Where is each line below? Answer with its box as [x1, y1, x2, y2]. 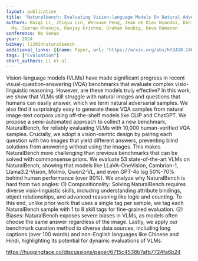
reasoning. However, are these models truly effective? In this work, [29, 87, 192, 94]
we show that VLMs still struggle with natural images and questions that [6, 92, 181, 100]
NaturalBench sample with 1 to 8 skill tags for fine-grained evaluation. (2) [6, 206, 183, 213]
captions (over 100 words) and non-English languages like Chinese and [6, 230, 179, 237]
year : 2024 [6, 36, 33, 42]
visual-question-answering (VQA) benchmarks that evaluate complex [6, 80, 174, 87]
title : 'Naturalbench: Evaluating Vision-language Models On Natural [6, 14, 181, 20]
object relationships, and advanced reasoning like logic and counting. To [6, 193, 182, 200]
